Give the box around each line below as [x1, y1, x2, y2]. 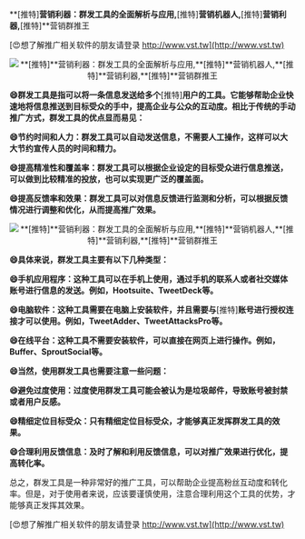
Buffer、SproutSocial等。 [9, 346, 107, 357]
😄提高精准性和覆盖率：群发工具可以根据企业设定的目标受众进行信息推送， [9, 163, 289, 173]
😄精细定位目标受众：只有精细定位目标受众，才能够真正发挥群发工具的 [9, 415, 272, 426]
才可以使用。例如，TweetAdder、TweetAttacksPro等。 [16, 315, 228, 326]
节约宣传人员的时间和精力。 [16, 143, 121, 154]
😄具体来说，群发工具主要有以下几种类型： [9, 255, 170, 265]
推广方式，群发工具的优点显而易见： [9, 113, 145, 123]
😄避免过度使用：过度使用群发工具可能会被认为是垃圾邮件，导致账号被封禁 [9, 385, 289, 395]
